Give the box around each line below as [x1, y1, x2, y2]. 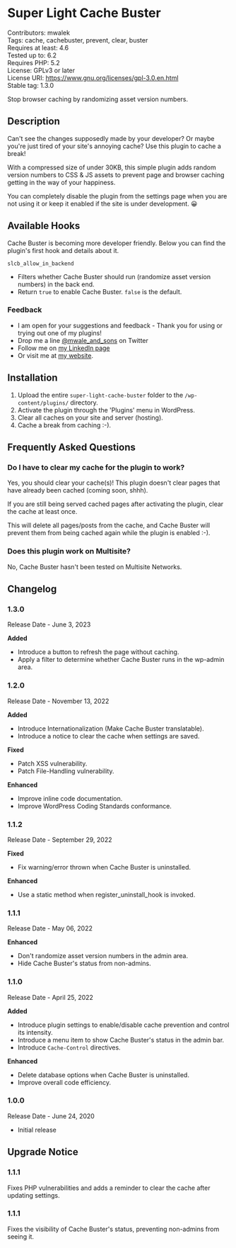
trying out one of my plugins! [17, 328, 102, 337]
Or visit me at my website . [17, 351, 94, 359]
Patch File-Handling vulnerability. [17, 767, 114, 775]
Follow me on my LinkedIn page [17, 344, 111, 352]
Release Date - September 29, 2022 [7, 835, 112, 844]
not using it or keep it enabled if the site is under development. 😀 [7, 199, 198, 208]
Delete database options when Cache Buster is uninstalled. [17, 1070, 189, 1079]
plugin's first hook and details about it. [7, 246, 119, 254]
